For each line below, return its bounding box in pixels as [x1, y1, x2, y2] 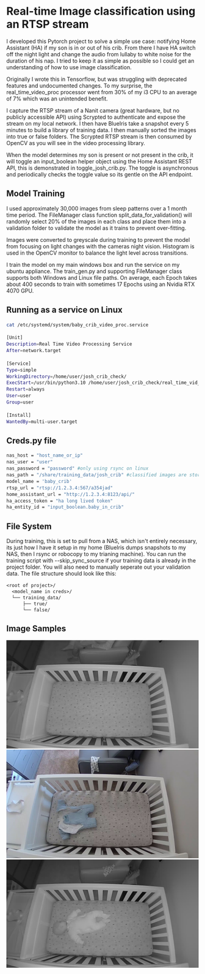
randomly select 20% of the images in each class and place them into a [6, 217, 186, 225]
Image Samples [6, 623, 67, 634]
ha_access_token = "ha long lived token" [6, 498, 113, 504]
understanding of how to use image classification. [6, 63, 132, 71]
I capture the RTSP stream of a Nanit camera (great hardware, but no [6, 107, 180, 114]
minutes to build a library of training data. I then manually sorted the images [6, 126, 196, 133]
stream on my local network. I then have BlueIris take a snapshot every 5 [6, 119, 189, 127]
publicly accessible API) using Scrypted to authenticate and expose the [6, 113, 186, 121]
